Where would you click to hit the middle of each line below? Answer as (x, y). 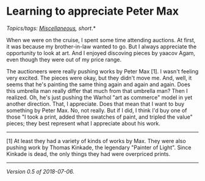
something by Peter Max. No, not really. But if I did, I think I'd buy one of (97, 110)
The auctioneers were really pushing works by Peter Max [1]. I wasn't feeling (103, 71)
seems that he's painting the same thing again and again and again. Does (99, 84)
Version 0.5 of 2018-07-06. (40, 171)
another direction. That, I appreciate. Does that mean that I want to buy (95, 104)
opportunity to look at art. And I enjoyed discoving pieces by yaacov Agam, (101, 53)
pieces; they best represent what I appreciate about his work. (83, 123)
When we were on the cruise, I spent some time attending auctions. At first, (101, 40)
